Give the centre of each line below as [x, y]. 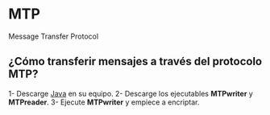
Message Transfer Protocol [54, 36]
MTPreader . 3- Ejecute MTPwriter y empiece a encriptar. [104, 102]
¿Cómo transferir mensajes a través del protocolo [135, 62]
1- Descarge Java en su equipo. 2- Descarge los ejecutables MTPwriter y [131, 93]
